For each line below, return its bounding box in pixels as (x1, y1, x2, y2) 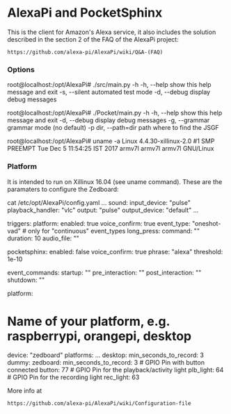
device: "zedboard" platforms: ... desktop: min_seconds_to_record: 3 (7, 351, 204, 359)
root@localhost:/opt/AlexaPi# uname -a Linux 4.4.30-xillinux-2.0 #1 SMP (7, 137, 215, 145)
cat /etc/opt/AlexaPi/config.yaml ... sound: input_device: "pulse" (7, 198, 191, 206)
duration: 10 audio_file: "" (7, 234, 80, 242)
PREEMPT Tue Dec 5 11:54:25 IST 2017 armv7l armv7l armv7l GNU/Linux (7, 144, 214, 153)
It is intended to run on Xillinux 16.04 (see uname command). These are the (7, 177, 223, 185)
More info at (7, 387, 42, 395)
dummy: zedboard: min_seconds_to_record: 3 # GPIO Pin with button (7, 358, 205, 367)
